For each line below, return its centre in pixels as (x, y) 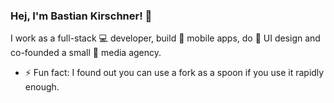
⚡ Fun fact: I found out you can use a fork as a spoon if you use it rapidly (174, 73)
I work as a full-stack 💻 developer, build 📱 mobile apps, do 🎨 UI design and (165, 38)
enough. (42, 87)
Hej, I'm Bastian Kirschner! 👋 (81, 16)
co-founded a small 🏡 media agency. (86, 53)
